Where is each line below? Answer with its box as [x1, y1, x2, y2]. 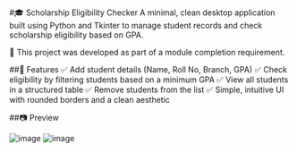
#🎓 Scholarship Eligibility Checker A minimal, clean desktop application [9, 7, 276, 18]
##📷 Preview [9, 113, 60, 122]
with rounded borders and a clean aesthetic [9, 95, 170, 105]
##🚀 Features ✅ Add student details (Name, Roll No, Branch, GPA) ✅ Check [9, 64, 288, 74]
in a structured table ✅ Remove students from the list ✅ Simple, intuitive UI [9, 84, 284, 95]
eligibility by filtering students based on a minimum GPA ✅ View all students [9, 74, 289, 85]
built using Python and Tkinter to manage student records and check [9, 21, 263, 30]
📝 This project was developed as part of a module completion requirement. [9, 47, 285, 57]
